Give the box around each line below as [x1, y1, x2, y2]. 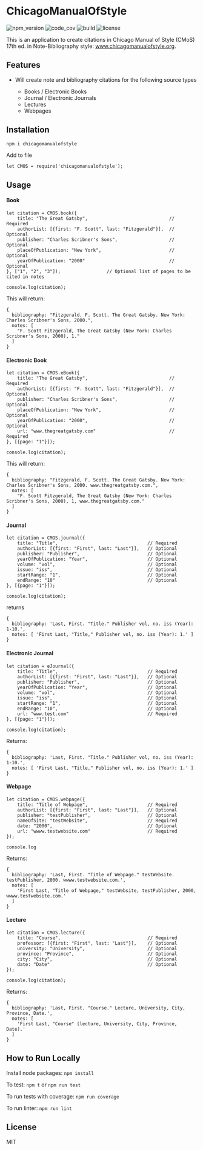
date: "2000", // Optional [17, 822, 178, 829]
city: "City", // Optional [17, 956, 178, 962]
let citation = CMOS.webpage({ [6, 796, 85, 802]
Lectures [24, 101, 47, 108]
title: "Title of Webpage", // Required [17, 801, 178, 808]
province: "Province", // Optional [17, 951, 178, 957]
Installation [6, 125, 50, 135]
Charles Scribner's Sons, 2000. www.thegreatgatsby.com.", [6, 483, 159, 489]
